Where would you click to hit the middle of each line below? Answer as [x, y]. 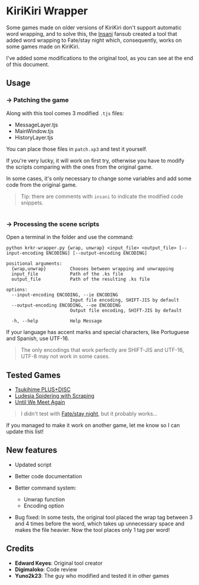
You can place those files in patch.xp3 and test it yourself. [77, 149]
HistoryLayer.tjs [34, 137]
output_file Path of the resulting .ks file [81, 279]
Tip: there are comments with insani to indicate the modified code [102, 196]
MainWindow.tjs [34, 131]
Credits [20, 549]
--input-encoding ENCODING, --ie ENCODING [65, 295]
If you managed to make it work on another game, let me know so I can [93, 425]
